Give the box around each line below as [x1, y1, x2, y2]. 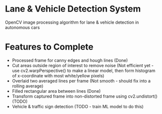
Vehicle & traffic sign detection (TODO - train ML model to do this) [12, 103, 144, 109]
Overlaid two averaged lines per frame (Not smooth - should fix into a [12, 78, 151, 84]
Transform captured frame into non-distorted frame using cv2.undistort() [12, 93, 158, 99]
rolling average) [12, 83, 44, 89]
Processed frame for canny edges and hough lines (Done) [12, 57, 128, 63]
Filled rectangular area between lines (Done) [12, 88, 101, 94]
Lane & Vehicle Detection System [5, 3, 141, 14]
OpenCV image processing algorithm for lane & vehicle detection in [5, 19, 139, 25]
